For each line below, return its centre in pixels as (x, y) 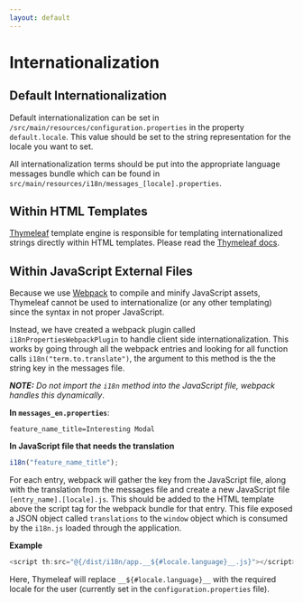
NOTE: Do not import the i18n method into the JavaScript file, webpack (142, 386)
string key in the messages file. (67, 368)
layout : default (40, 18)
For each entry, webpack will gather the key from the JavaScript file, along (148, 480)
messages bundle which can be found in (85, 174)
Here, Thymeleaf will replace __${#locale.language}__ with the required (143, 579)
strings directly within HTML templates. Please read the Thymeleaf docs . (144, 243)
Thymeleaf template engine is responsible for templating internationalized (146, 233)
